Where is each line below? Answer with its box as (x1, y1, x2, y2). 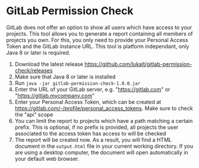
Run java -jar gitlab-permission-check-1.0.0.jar (14, 79, 141, 87)
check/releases (14, 66, 53, 74)
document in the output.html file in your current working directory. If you (14, 142, 194, 150)
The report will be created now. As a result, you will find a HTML (14, 136, 172, 143)
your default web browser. (14, 155, 80, 162)
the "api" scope (14, 111, 53, 118)
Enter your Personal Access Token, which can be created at (14, 98, 162, 105)
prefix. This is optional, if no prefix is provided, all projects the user (14, 123, 179, 131)
